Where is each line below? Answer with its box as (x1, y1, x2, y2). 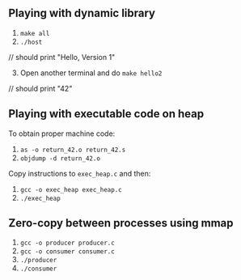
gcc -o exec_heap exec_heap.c (19, 185, 123, 193)
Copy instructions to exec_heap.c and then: (8, 168, 151, 178)
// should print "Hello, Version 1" (8, 52, 116, 62)
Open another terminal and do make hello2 (19, 68, 163, 78)
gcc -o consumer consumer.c (19, 248, 115, 256)
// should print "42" (8, 83, 73, 93)
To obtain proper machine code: (8, 129, 116, 138)
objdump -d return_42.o (19, 154, 101, 163)
